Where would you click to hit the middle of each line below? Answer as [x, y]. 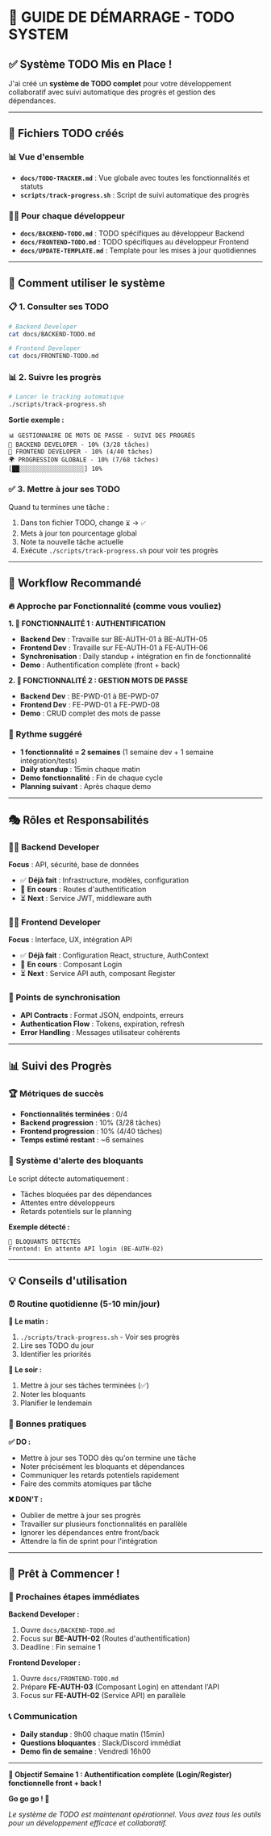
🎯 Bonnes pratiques [48, 1424]
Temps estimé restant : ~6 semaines [82, 1140]
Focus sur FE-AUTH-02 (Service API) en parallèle [103, 1696]
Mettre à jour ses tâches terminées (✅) [84, 1385]
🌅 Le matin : [28, 1321]
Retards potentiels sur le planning [75, 1211]
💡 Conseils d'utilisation [68, 1281]
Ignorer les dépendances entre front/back [90, 1532]
